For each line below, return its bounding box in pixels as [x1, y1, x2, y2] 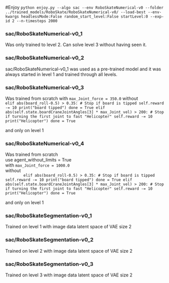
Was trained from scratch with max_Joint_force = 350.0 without [5, 95, 138, 101]
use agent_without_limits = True [5, 157, 72, 163]
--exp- [150, 14, 164, 19]
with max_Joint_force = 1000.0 [5, 162, 70, 169]
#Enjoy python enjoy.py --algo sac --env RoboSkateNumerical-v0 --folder [5, 5, 163, 10]
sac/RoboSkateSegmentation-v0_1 [5, 212, 92, 219]
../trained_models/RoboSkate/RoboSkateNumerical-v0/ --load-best [5, 10, 146, 15]
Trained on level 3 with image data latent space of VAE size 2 [5, 272, 133, 278]
